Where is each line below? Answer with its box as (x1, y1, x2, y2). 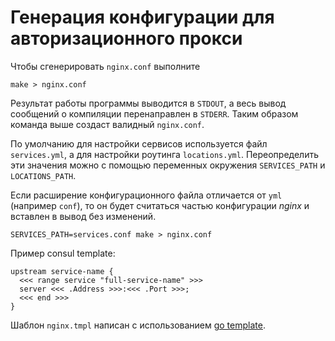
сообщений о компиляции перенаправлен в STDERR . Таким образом (10, 107, 299, 120)
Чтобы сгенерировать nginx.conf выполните (10, 60, 201, 72)
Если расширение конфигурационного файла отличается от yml (10, 189, 283, 201)
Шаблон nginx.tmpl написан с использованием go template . (10, 319, 266, 331)
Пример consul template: (10, 247, 116, 259)
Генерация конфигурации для (10, 6, 275, 29)
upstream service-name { (10, 266, 114, 276)
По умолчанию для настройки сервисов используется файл (10, 137, 268, 150)
